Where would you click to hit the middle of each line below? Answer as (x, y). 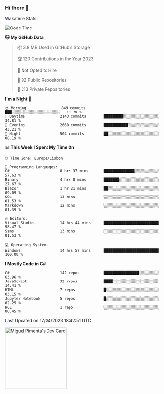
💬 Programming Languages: (31, 167)
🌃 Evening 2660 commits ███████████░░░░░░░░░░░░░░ (82, 125)
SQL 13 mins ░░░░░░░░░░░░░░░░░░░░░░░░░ (82, 197)
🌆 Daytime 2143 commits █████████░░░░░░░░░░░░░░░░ (82, 117)
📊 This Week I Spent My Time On (40, 147)
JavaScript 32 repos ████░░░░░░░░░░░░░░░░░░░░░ (82, 281)
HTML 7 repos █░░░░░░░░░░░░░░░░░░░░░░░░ (82, 290)
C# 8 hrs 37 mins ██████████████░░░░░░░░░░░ (82, 171)
